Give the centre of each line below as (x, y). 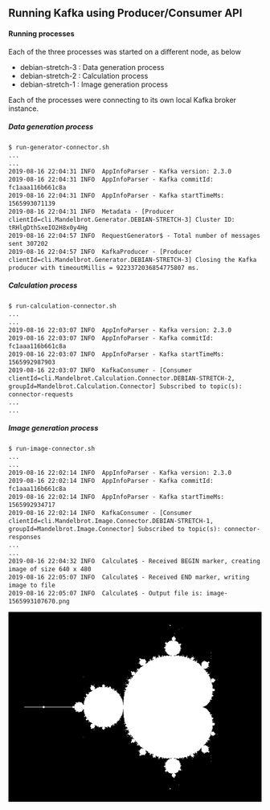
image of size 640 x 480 (50, 569)
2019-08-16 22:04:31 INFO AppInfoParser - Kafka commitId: (111, 179)
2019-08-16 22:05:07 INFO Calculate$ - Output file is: (106, 593)
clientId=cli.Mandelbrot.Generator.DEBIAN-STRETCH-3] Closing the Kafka (133, 260)
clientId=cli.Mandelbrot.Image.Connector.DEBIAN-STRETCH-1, (111, 521)
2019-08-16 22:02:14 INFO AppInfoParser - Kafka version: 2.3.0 (120, 472)
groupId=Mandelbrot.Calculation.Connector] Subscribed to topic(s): (125, 386)
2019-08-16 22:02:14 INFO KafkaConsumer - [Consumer (100, 513)
